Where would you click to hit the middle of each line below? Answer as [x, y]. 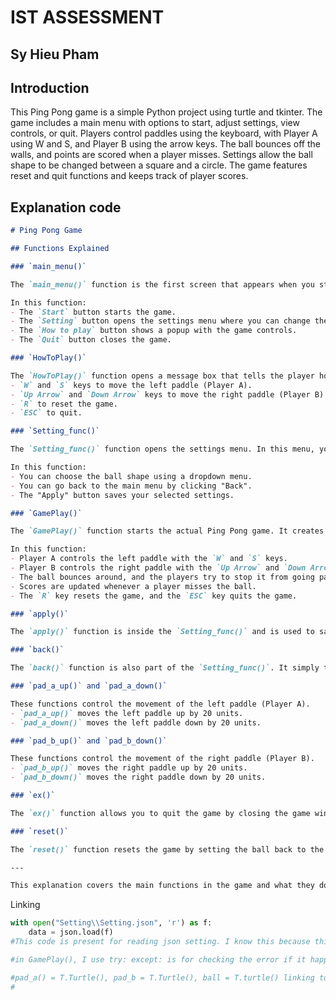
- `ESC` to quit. [46, 413]
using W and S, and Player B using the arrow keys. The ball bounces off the [165, 144]
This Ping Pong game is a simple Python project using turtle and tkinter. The [166, 112]
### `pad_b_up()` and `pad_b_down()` [89, 741]
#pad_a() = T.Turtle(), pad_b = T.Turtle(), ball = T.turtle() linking [162, 977]
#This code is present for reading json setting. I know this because [160, 942]
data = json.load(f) [71, 932]
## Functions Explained [60, 249]
